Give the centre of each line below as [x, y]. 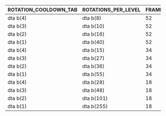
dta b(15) [93, 50]
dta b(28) [93, 82]
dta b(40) [93, 42]
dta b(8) [92, 18]
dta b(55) [93, 74]
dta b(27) [93, 58]
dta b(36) [93, 66]
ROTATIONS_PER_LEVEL [111, 10]
